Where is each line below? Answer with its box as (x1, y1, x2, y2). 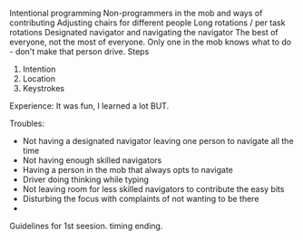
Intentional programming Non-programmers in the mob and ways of (9, 8, 263, 18)
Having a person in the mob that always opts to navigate (22, 165, 233, 175)
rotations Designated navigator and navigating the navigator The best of (9, 27, 279, 37)
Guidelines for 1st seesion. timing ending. (9, 221, 163, 231)
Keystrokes (22, 83, 65, 93)
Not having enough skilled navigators (22, 155, 162, 166)
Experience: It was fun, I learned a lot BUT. (9, 101, 170, 111)
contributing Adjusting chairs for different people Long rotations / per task (9, 17, 286, 28)
